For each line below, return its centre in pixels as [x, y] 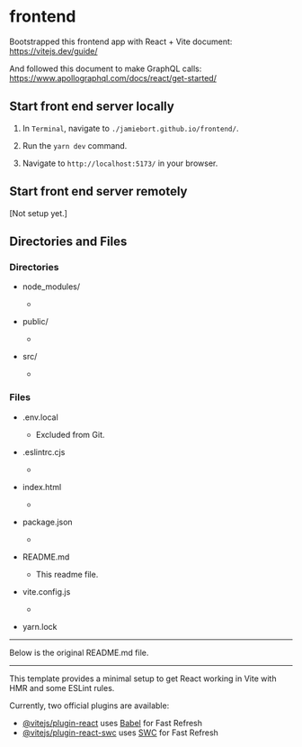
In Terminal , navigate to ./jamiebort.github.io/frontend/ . [130, 128]
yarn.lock [40, 626]
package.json [48, 522]
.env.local [40, 417]
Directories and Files [68, 241]
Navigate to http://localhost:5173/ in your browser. [120, 163]
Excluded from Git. [70, 434]
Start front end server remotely [98, 191]
